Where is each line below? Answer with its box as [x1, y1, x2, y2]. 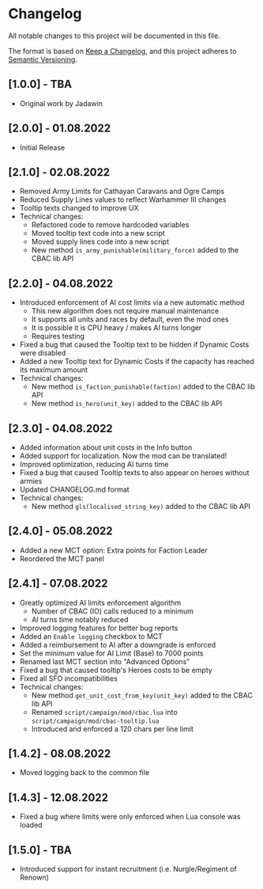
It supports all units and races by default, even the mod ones [31, 314, 229, 325]
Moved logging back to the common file [19, 768, 150, 777]
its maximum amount [19, 365, 88, 374]
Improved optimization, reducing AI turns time [19, 460, 169, 469]
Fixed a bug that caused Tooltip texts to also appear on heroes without [19, 468, 250, 477]
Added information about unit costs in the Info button [19, 443, 193, 452]
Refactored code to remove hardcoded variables [31, 220, 190, 230]
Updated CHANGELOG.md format [19, 484, 130, 494]
